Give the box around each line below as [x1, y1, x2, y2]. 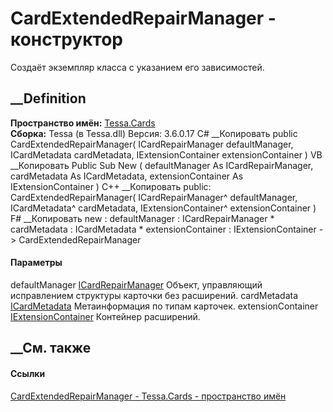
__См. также [10, 340, 92, 357]
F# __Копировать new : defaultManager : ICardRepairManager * [10, 212, 275, 224]
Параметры [10, 257, 63, 269]
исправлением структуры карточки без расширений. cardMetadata [10, 289, 299, 301]
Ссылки [10, 367, 46, 379]
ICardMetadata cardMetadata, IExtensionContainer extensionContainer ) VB [10, 148, 323, 161]
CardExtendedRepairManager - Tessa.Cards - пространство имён [10, 390, 287, 402]
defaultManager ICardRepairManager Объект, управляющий [10, 278, 263, 291]
